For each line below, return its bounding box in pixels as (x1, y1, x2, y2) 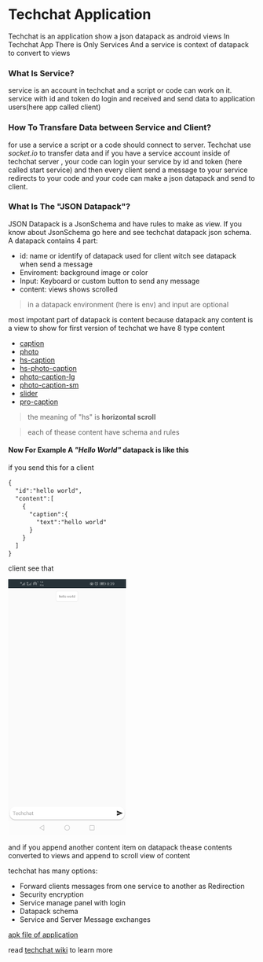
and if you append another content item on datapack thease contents (8, 843, 232, 852)
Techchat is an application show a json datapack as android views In (8, 31, 230, 41)
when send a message (19, 259, 93, 269)
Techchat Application (8, 6, 152, 24)
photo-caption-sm (19, 380, 79, 390)
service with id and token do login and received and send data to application (8, 94, 255, 104)
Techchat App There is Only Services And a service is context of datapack (8, 39, 250, 49)
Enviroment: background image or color (19, 267, 148, 277)
